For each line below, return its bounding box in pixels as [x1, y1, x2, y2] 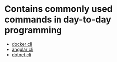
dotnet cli [11, 51, 32, 58]
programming [4, 25, 62, 36]
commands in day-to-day [4, 14, 111, 25]
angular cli [11, 46, 34, 52]
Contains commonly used [4, 3, 113, 15]
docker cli [11, 41, 33, 47]
